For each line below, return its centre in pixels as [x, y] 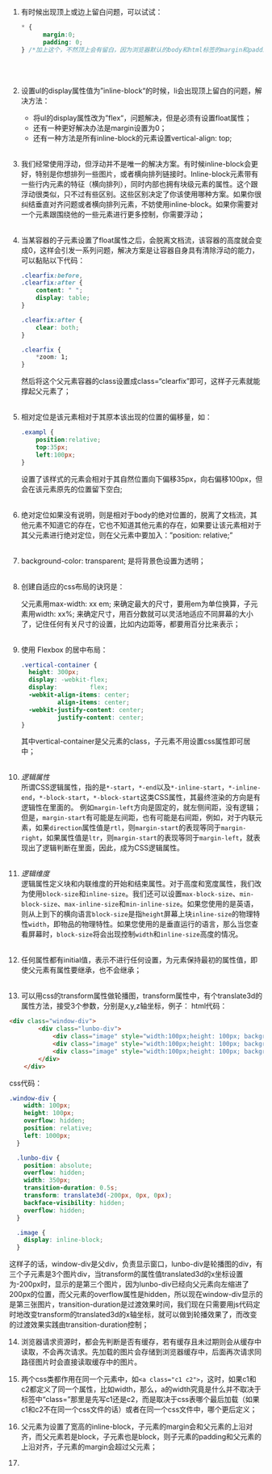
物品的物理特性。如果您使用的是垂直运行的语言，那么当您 [156, 924]
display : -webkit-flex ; [68, 680]
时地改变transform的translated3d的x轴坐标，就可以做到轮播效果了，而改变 [133, 1315]
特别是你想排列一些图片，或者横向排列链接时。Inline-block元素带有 [147, 174]
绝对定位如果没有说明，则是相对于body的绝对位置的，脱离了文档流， [136, 515]
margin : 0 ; [59, 35]
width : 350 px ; [47, 1181]
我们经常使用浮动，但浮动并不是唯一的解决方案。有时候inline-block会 [136, 163]
